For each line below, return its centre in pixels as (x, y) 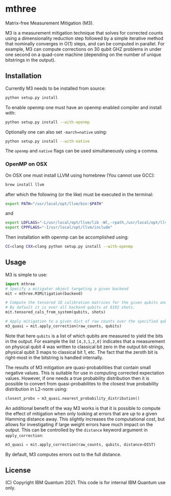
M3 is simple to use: (26, 275)
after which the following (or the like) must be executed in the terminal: (79, 194)
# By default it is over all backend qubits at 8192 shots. (70, 307)
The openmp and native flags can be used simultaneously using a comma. (82, 151)
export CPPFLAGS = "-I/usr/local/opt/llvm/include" (59, 227)
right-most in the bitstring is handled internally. (54, 357)
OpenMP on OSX (26, 164)
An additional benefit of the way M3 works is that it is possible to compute (83, 408)
